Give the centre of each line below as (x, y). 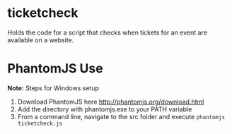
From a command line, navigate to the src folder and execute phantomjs (121, 116)
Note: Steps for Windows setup (53, 88)
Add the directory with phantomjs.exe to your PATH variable (105, 109)
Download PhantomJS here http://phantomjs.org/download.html (111, 102)
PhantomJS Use (56, 69)
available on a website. (41, 39)
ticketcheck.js (40, 123)
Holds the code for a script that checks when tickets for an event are (107, 32)
